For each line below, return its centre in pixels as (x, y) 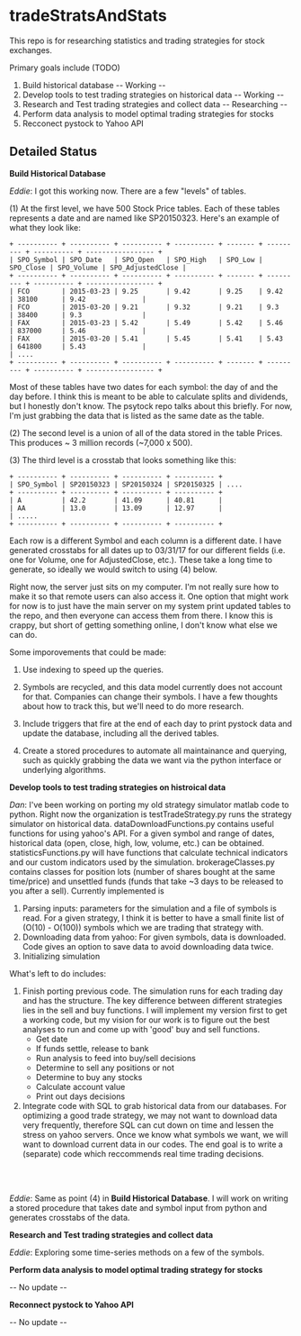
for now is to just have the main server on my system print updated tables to (150, 605)
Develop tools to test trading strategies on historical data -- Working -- (153, 95)
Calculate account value (80, 1086)
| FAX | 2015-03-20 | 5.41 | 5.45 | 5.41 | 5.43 (146, 339)
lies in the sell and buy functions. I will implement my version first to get (155, 1010)
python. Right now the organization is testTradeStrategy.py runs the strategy (150, 814)
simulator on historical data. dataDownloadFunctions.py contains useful (142, 823)
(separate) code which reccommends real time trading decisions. (143, 1153)
